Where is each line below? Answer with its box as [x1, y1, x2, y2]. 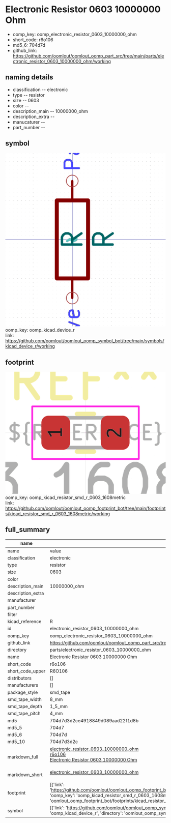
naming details [5, 73, 53, 82]
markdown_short [7, 772, 43, 778]
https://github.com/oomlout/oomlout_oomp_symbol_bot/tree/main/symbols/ [5, 338, 164, 344]
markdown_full [7, 754, 39, 760]
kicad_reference [7, 619, 42, 625]
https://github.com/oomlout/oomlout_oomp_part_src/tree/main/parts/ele [12, 52, 164, 59]
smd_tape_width [7, 696, 42, 702]
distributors [7, 675, 32, 681]
